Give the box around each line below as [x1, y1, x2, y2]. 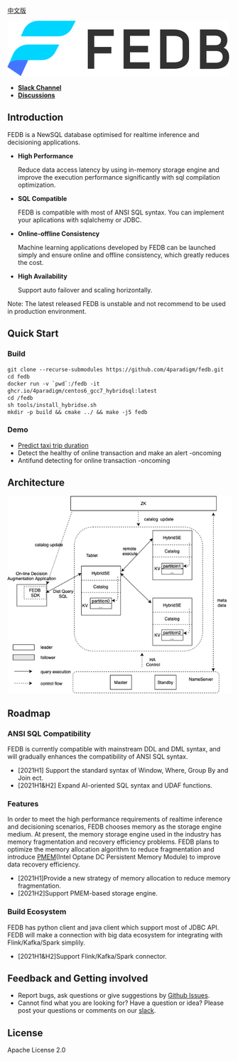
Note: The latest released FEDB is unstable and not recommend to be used [7, 299, 226, 308]
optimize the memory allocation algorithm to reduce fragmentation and [7, 845, 215, 854]
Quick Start [7, 327, 59, 339]
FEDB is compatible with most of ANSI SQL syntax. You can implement [17, 208, 225, 217]
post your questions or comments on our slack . [17, 1006, 156, 1015]
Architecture [7, 477, 65, 489]
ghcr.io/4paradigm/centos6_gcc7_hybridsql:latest [7, 387, 158, 394]
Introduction [7, 111, 64, 124]
